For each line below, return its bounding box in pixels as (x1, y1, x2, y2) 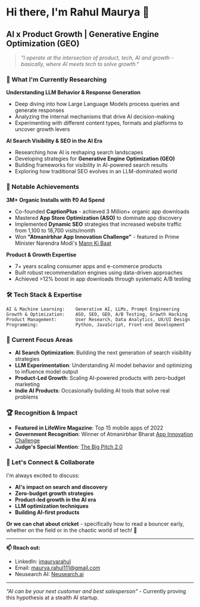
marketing (14, 381, 40, 388)
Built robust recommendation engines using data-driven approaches (14, 269, 183, 276)
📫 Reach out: (6, 544, 40, 551)
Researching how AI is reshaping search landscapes (14, 149, 143, 156)
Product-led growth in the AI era (14, 496, 96, 503)
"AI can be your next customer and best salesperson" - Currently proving (6, 587, 186, 594)
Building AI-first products (14, 509, 80, 516)
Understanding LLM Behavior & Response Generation (6, 89, 141, 96)
